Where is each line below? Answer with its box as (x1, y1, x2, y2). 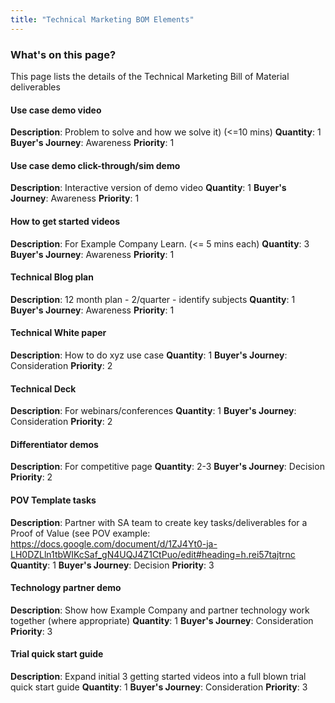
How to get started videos (10, 215, 120, 227)
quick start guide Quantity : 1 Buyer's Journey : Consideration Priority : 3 (10, 681, 308, 693)
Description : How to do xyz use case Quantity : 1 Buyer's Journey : (10, 349, 288, 361)
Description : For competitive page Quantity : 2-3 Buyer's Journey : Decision (10, 461, 325, 473)
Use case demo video (10, 104, 102, 116)
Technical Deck (10, 382, 77, 395)
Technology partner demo (10, 582, 122, 594)
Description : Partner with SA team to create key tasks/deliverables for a (10, 516, 308, 528)
